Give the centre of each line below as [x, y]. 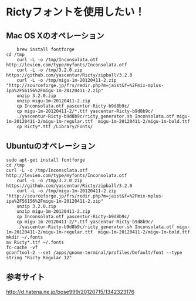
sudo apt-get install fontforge [45, 160]
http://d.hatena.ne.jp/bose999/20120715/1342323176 [70, 292]
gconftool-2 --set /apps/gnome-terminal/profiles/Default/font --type [94, 252]
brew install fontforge [46, 49]
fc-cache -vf [22, 248]
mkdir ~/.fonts [25, 237]
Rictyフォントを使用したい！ [76, 12]
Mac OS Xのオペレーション [55, 36]
